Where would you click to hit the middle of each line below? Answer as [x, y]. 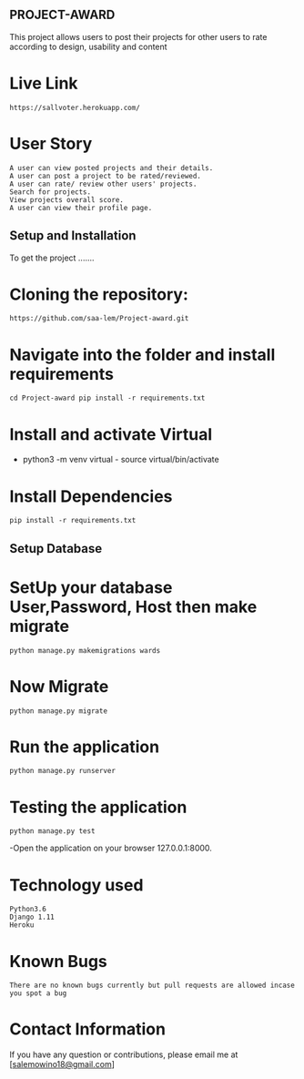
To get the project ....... [52, 258]
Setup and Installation [73, 236]
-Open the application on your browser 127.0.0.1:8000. [111, 848]
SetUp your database [91, 587]
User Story [51, 143]
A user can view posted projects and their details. [111, 168]
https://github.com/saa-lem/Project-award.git [99, 319]
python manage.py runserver [63, 771]
